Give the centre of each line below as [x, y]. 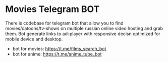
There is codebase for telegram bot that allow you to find [64, 23]
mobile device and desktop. [34, 39]
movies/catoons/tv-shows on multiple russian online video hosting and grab [84, 28]
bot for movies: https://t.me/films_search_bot [59, 48]
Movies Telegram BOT [52, 9]
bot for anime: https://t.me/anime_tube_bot [57, 54]
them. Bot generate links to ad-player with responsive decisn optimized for [83, 33]
